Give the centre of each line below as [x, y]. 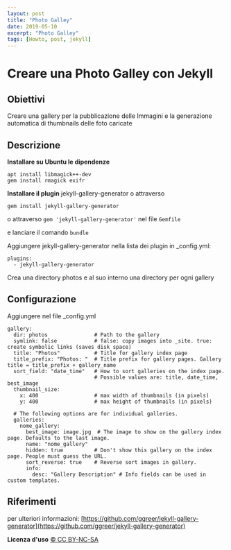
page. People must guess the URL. [57, 456]
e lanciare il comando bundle [48, 232]
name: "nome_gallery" [57, 444]
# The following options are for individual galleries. [96, 413]
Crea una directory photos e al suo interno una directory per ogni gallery [111, 277]
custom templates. [34, 480]
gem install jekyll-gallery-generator [63, 206]
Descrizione [34, 145]
